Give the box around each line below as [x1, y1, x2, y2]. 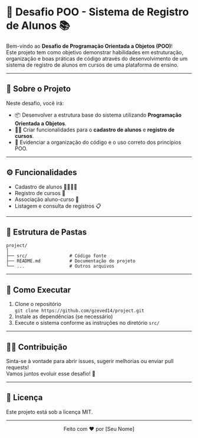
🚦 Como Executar [6, 285, 71, 295]
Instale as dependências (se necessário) [14, 313, 113, 320]
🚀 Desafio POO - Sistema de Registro [6, 5, 189, 19]
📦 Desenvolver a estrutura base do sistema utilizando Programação [14, 111, 181, 118]
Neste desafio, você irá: [6, 100, 64, 107]
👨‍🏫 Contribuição [6, 342, 68, 352]
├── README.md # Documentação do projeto [6, 258, 136, 264]
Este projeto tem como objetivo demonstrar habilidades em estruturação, [6, 48, 184, 55]
